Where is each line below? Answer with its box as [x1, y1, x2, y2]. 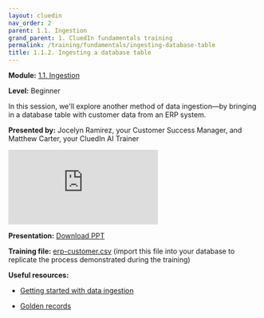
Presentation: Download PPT [8, 231, 105, 240]
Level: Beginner [8, 86, 61, 96]
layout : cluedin [8, 11, 62, 20]
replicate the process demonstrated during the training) [8, 255, 191, 264]
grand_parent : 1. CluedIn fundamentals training [8, 33, 173, 42]
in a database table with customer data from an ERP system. [8, 110, 207, 120]
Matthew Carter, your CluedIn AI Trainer [8, 134, 140, 143]
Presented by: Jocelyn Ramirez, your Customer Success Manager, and [8, 125, 242, 135]
